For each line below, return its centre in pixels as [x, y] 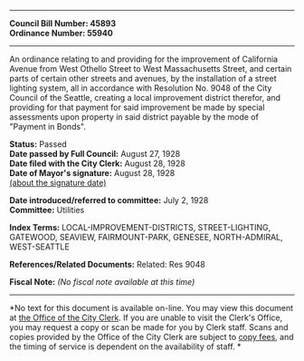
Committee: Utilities [47, 210]
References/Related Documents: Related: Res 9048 [107, 264]
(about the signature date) [58, 183]
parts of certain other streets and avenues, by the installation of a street [143, 78]
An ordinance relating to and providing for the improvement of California [144, 59]
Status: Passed [38, 144]
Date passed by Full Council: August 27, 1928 [95, 154]
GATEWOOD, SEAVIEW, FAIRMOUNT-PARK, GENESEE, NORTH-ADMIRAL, [146, 237]
